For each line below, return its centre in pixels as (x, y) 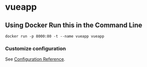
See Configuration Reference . (35, 59)
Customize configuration (36, 48)
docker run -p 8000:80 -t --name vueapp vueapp (55, 36)
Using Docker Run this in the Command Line (74, 25)
